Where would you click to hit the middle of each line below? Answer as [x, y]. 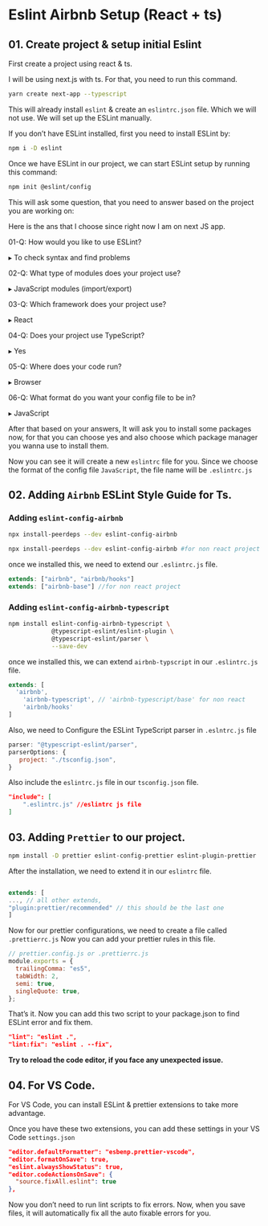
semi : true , [36, 983]
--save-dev [69, 646]
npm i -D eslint [35, 148]
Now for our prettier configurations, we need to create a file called [118, 930]
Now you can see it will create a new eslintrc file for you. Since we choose [133, 461]
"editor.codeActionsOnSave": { [61, 1175]
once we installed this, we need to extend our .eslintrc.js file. [113, 565]
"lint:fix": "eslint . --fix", [61, 1045]
